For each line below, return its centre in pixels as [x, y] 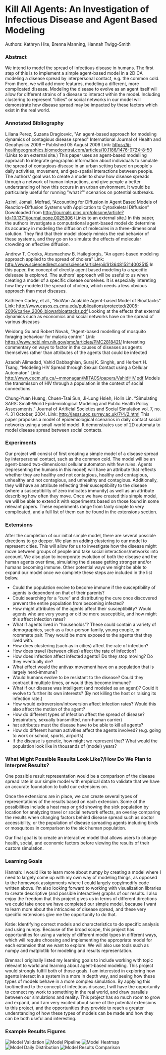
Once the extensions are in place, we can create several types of [71, 796]
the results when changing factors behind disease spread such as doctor [80, 818]
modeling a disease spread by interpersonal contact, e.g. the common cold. [82, 79]
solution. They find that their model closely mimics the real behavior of [77, 234]
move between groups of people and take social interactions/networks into [82, 552]
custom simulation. [24, 848]
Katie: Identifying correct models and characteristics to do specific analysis [82, 924]
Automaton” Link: [23, 372]
